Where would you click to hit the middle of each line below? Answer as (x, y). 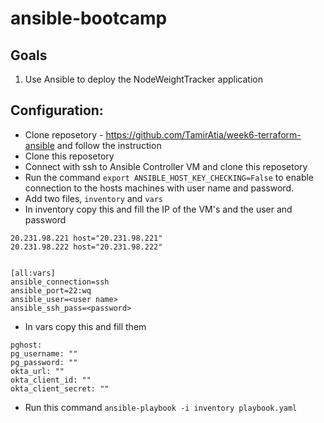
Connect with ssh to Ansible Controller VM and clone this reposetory (166, 166)
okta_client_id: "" (51, 380)
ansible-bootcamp (89, 18)
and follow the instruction (109, 145)
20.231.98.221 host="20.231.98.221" (86, 238)
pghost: (26, 345)
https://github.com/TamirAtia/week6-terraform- (203, 134)
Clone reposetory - (64, 134)
